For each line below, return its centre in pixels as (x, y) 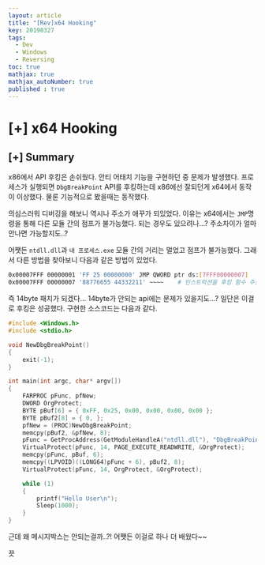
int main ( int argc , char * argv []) (65, 381)
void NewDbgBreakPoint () (49, 345)
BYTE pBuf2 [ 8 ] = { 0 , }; (63, 418)
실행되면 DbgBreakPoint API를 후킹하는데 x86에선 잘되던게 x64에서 (133, 187)
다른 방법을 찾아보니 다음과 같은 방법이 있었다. (87, 260)
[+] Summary (41, 157)
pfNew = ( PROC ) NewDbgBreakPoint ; (77, 425)
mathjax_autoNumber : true (50, 81)
